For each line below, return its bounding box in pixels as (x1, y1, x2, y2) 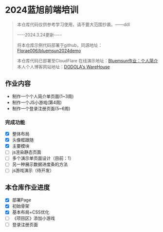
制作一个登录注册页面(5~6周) (12, 105, 71, 111)
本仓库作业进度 (5, 183, 50, 192)
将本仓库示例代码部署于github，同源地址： (17, 42, 103, 48)
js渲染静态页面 (12, 149, 41, 155)
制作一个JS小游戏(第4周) (12, 99, 62, 105)
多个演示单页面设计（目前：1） (12, 155, 74, 161)
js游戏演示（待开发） (12, 168, 54, 174)
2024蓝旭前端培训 (5, 4, 79, 16)
